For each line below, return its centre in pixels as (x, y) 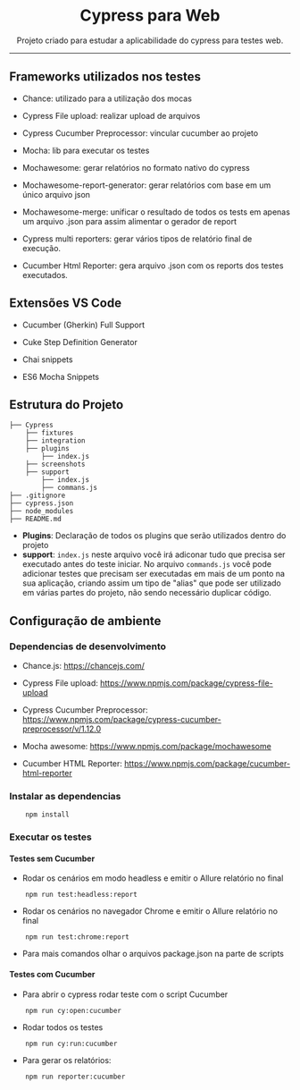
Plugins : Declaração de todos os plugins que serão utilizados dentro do (154, 536)
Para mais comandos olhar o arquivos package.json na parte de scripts (153, 954)
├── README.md (36, 520)
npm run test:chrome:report (77, 937)
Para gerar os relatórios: (67, 1060)
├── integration (56, 441)
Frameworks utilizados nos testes (105, 77)
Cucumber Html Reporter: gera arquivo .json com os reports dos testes (153, 266)
